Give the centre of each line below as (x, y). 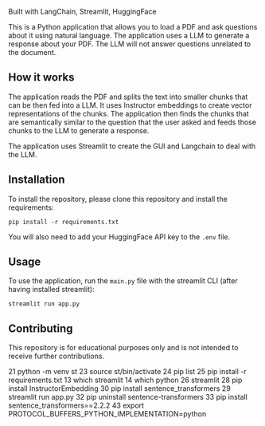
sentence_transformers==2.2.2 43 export (76, 405)
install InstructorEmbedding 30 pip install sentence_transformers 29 (119, 389)
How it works (41, 78)
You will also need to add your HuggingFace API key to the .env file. (119, 237)
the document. (32, 52)
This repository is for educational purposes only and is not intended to (123, 348)
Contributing (41, 328)
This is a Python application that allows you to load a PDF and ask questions (133, 27)
